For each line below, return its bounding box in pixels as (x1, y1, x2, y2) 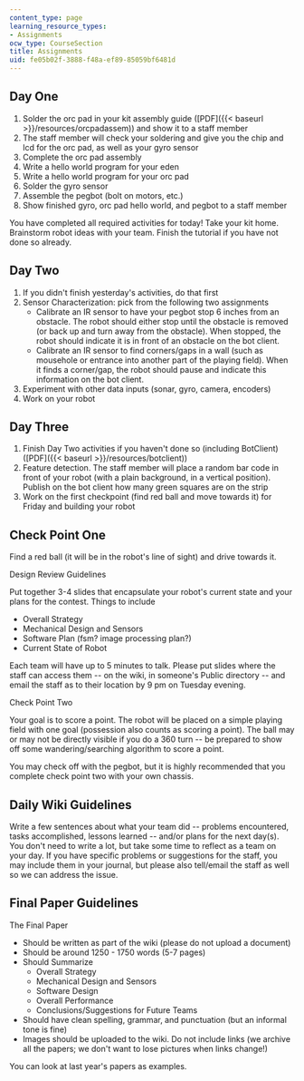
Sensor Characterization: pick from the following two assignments (22, 297, 270, 307)
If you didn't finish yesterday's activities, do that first (22, 287, 219, 297)
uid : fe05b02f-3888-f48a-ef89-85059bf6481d (9, 55, 176, 64)
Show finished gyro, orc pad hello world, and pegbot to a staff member (22, 200, 288, 210)
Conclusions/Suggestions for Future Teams (35, 1004, 198, 1016)
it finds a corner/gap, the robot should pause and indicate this (35, 364, 267, 375)
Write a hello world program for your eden (22, 161, 179, 172)
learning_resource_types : (9, 22, 107, 31)
